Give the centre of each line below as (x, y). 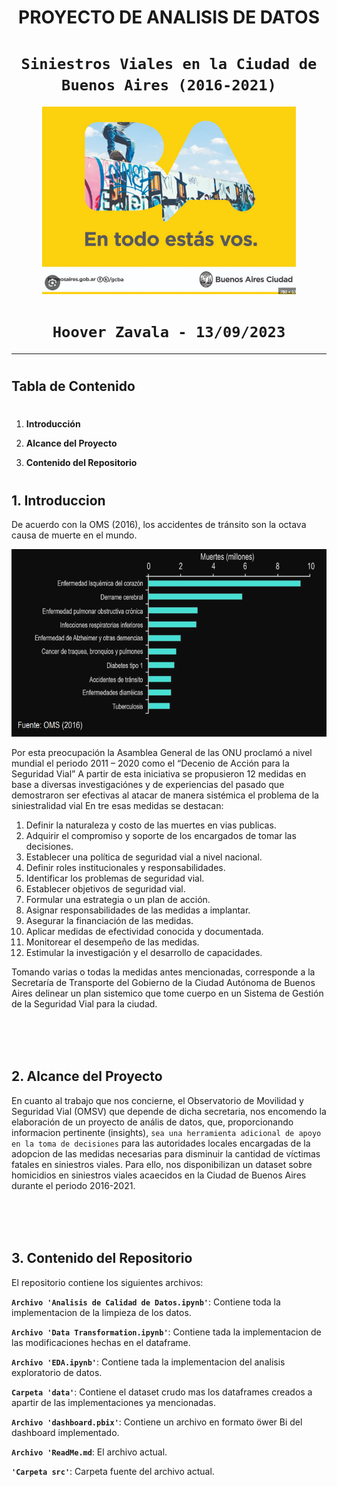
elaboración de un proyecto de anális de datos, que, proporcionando (152, 1122)
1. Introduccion (58, 500)
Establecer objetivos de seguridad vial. (105, 889)
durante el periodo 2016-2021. (73, 1185)
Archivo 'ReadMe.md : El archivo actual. (89, 1452)
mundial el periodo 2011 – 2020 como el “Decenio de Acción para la (150, 763)
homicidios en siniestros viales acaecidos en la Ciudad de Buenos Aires (159, 1175)
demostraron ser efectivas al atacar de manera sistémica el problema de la (165, 795)
